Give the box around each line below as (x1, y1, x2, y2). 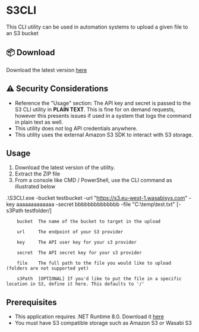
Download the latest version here (6, 66, 87, 73)
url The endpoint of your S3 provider (17, 229, 124, 235)
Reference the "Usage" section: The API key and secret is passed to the (14, 99, 191, 107)
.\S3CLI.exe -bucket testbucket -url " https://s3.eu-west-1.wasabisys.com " (6, 195, 188, 202)
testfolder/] (24, 207, 52, 214)
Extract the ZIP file (14, 170, 61, 177)
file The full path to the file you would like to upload (17, 260, 171, 267)
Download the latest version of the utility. (14, 164, 115, 171)
